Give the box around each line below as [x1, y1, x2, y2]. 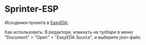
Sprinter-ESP [4, 3, 59, 15]
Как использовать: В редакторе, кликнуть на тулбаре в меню [4, 29, 133, 35]
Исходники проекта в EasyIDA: [4, 20, 69, 25]
